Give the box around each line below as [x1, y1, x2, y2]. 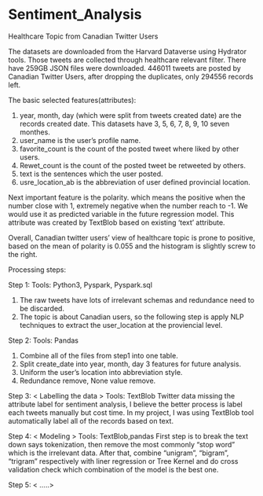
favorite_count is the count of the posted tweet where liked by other [19, 144, 239, 153]
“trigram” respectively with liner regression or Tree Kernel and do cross [8, 456, 239, 465]
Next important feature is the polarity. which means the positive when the [8, 193, 246, 202]
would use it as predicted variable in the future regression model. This [8, 209, 235, 219]
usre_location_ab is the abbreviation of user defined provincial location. [19, 177, 251, 186]
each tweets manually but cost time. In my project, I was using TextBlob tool [8, 407, 254, 417]
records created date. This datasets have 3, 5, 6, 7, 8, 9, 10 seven [19, 119, 230, 128]
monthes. [19, 127, 51, 137]
